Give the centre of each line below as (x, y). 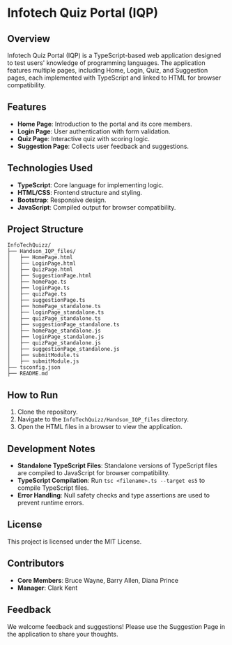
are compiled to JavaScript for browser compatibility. (93, 473)
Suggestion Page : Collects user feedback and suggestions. (103, 146)
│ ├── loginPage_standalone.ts (56, 312)
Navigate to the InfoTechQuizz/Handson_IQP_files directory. (103, 419)
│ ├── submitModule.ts (43, 355)
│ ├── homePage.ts (37, 282)
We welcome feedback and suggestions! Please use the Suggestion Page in (116, 626)
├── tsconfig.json (34, 368)
